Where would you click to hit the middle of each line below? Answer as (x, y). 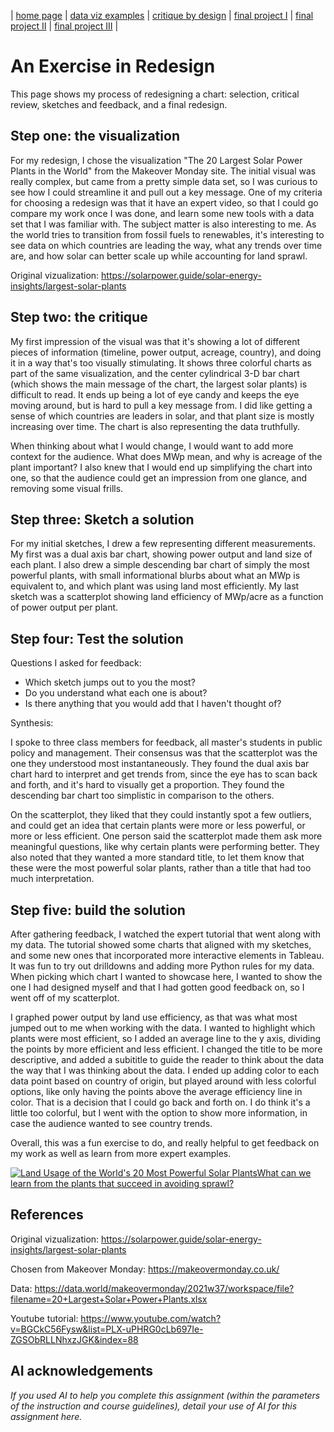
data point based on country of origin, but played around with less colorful (163, 1081)
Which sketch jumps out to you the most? (110, 682)
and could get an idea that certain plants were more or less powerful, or (158, 826)
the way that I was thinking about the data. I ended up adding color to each (165, 1070)
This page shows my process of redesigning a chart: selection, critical (155, 94)
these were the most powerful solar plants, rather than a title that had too (161, 868)
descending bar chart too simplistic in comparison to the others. (142, 796)
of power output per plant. (64, 607)
